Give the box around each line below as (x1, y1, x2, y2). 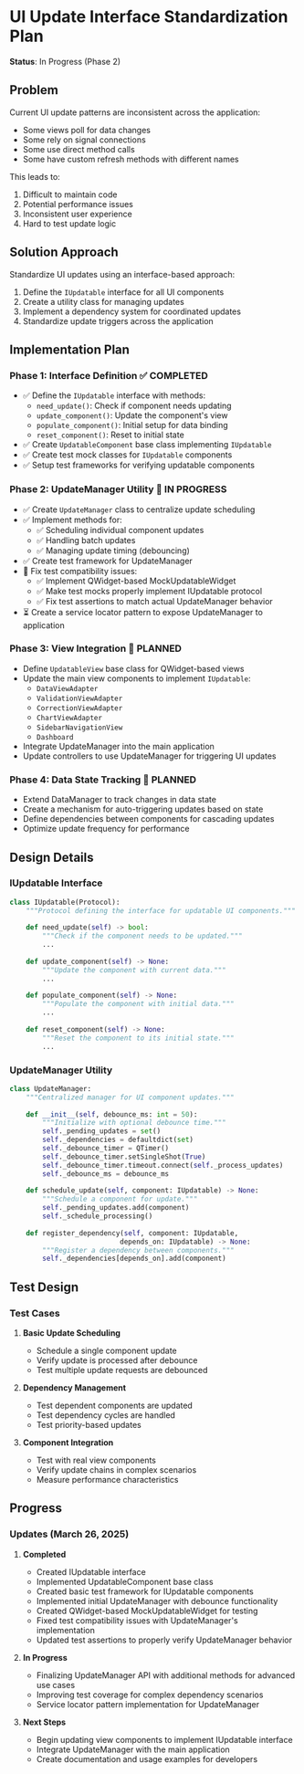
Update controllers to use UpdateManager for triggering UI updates (22, 751, 277, 761)
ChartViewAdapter (36, 713, 103, 722)
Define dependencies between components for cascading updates (22, 814, 275, 824)
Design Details (9, 849, 94, 865)
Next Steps (22, 1716, 67, 1727)
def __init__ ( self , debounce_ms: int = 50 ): (26, 1109, 198, 1119)
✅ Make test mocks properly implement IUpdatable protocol (36, 585, 263, 596)
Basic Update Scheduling (22, 1327, 121, 1338)
